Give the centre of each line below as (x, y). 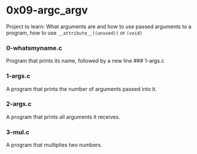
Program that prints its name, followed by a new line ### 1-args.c (85, 61)
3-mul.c (18, 132)
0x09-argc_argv (47, 10)
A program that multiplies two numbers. (54, 145)
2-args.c (19, 104)
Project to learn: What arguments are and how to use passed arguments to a (99, 26)
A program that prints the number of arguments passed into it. (82, 89)
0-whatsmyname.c (34, 48)
